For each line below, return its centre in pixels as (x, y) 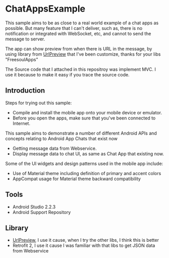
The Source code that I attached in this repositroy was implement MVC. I (81, 69)
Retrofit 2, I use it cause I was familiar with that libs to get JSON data (84, 245)
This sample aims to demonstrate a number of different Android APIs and (81, 133)
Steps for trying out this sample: (39, 103)
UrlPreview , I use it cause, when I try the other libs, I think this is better (86, 240)
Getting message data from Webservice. (54, 148)
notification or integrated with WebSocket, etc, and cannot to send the (78, 33)
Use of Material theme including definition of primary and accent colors (87, 173)
